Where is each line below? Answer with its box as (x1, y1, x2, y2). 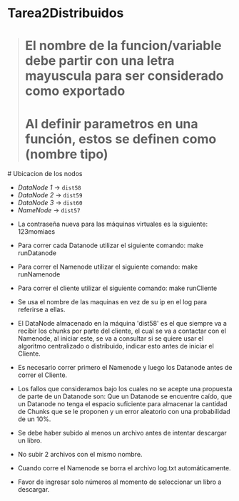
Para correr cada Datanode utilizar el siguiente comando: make (17, 241, 203, 250)
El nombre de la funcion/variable (24, 38, 222, 54)
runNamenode (17, 270, 61, 279)
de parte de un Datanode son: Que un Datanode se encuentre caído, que (17, 392, 233, 401)
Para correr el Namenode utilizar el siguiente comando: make (17, 262, 198, 272)
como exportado (24, 83, 126, 99)
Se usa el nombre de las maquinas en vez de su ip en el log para (17, 298, 208, 306)
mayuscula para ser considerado (24, 68, 224, 84)
